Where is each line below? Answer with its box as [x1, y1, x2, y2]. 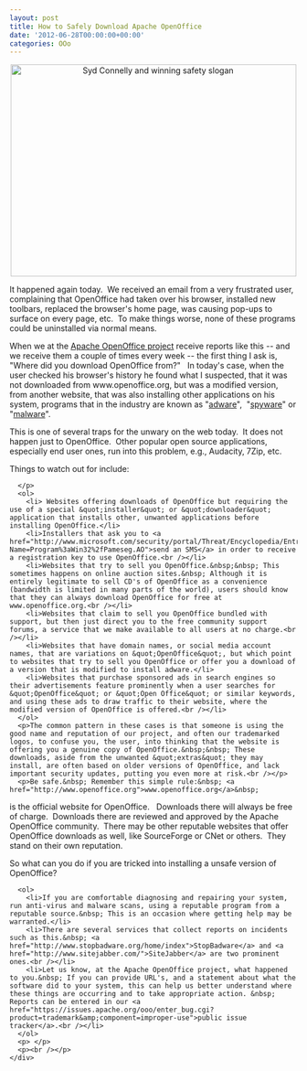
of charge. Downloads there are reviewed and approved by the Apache [9, 811, 279, 822]
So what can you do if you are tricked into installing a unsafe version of [9, 858, 277, 869]
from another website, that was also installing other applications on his [9, 390, 276, 401]
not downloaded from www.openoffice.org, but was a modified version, [9, 380, 279, 391]
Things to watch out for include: [9, 464, 130, 475]
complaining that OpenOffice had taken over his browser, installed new [9, 294, 277, 305]
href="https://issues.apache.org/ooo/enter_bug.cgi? [9, 1005, 215, 1015]
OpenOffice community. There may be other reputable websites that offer [9, 820, 289, 832]
